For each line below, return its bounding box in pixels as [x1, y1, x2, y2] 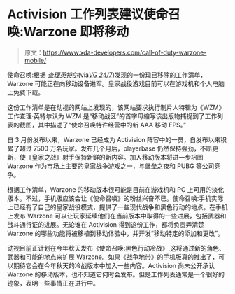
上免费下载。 [7, 88, 44, 97]
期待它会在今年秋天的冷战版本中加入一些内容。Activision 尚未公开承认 [13, 261, 215, 269]
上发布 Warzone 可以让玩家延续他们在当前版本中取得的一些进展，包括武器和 [7, 211, 227, 220]
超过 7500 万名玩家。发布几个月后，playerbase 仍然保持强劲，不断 [19, 144, 213, 153]
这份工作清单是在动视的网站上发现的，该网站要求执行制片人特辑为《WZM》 [7, 103, 225, 111]
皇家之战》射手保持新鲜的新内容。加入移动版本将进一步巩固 [31, 153, 204, 161]
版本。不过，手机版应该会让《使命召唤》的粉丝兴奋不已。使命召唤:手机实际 [7, 194, 224, 202]
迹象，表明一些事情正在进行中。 [7, 279, 99, 287]
